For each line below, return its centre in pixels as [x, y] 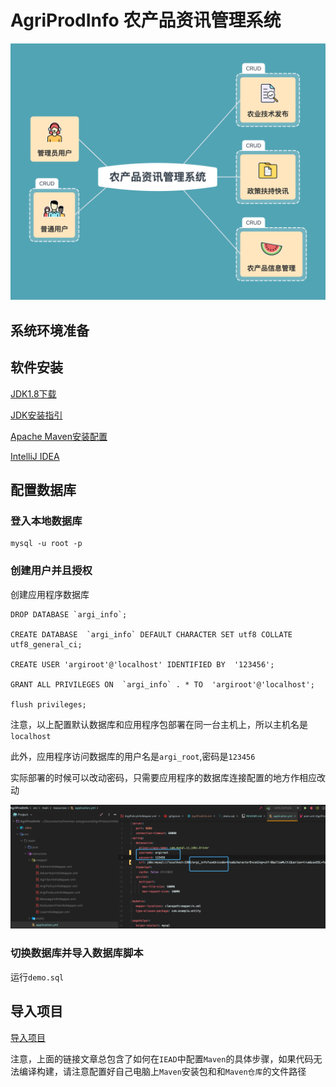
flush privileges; [48, 704]
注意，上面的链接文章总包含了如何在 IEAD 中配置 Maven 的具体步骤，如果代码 [162, 1058]
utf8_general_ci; [46, 644]
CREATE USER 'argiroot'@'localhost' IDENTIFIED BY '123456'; [142, 664]
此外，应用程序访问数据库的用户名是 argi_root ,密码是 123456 [133, 756]
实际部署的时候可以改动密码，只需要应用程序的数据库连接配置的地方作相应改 [168, 777]
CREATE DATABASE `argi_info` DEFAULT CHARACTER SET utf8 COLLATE [151, 634]
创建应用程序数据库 [50, 594]
